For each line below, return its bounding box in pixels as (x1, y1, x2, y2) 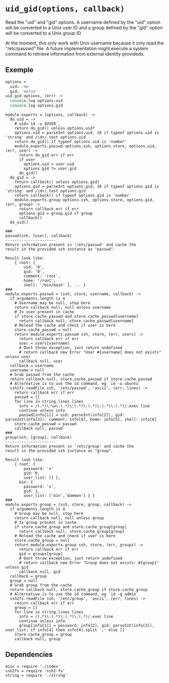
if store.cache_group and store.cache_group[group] (14, 524, 127, 529)
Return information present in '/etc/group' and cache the (5, 444, 134, 449)
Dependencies (5, 650, 53, 659)
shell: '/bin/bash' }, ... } (24, 283, 86, 288)
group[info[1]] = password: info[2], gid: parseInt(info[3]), (18, 623, 155, 628)
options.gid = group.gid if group (18, 211, 93, 216)
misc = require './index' (5, 664, 60, 669)
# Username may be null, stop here (14, 301, 91, 306)
